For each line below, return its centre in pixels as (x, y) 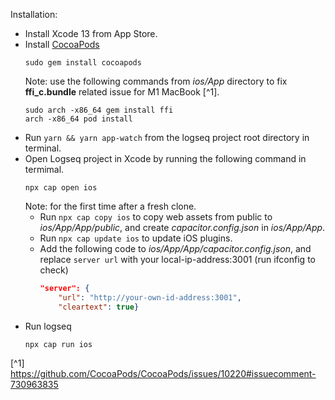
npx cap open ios (61, 188)
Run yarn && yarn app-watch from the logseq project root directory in (167, 137)
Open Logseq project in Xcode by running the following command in (165, 158)
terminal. (43, 148)
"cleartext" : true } (99, 307)
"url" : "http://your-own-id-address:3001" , (150, 297)
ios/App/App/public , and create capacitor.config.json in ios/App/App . (182, 227)
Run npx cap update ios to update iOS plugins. (136, 238)
